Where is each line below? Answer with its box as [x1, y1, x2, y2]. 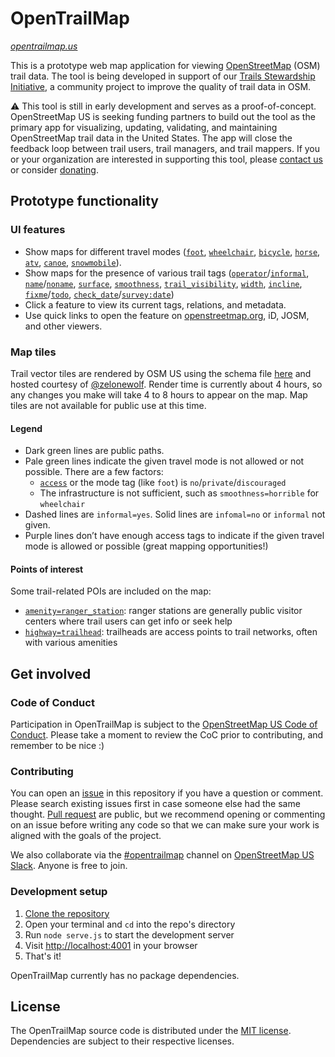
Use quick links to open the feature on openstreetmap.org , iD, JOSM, [24, 309, 310, 321]
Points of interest [10, 563, 84, 575]
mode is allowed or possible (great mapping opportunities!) [24, 540, 269, 552]
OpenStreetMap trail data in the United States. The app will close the [10, 132, 293, 144]
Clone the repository [24, 907, 110, 919]
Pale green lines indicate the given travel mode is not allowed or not [24, 455, 305, 467]
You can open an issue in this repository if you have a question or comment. [10, 787, 324, 799]
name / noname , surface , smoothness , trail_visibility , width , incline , [24, 277, 303, 289]
